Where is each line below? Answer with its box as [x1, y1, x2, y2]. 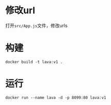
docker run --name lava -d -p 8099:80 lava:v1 [5, 95, 106, 100]
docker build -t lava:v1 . [5, 59, 63, 64]
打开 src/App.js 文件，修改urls [5, 22, 68, 29]
